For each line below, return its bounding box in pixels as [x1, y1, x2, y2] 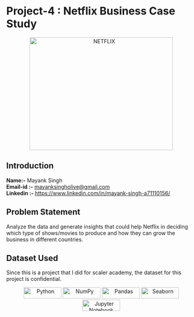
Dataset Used [6, 253, 58, 263]
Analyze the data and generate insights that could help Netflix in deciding [6, 223, 189, 230]
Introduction [6, 161, 54, 171]
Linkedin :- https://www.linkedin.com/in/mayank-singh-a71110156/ [6, 189, 171, 197]
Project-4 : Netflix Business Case [6, 4, 176, 18]
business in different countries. [6, 236, 83, 243]
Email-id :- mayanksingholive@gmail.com [6, 183, 110, 190]
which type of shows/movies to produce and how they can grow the [6, 229, 176, 236]
